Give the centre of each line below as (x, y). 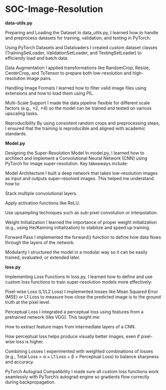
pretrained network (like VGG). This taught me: (53, 317)
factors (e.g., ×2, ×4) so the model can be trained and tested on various (79, 108)
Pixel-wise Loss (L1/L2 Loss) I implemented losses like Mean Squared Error (82, 292)
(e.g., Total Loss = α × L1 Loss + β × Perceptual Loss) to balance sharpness (82, 356)
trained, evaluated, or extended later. (43, 257)
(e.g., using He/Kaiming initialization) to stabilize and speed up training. (78, 227)
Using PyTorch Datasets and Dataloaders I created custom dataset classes (81, 47)
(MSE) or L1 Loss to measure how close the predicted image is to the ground (83, 296)
